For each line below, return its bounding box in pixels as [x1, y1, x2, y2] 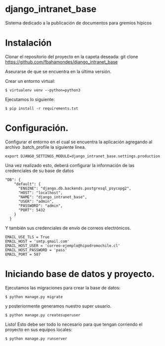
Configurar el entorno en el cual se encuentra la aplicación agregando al [5, 139, 153, 145]
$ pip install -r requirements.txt [5, 106, 79, 111]
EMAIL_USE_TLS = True [5, 234, 50, 239]
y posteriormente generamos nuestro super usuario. [5, 303, 112, 309]
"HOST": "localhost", [18, 190, 63, 195]
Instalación [5, 37, 52, 49]
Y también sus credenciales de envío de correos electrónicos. [5, 225, 131, 231]
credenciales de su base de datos [5, 168, 74, 173]
